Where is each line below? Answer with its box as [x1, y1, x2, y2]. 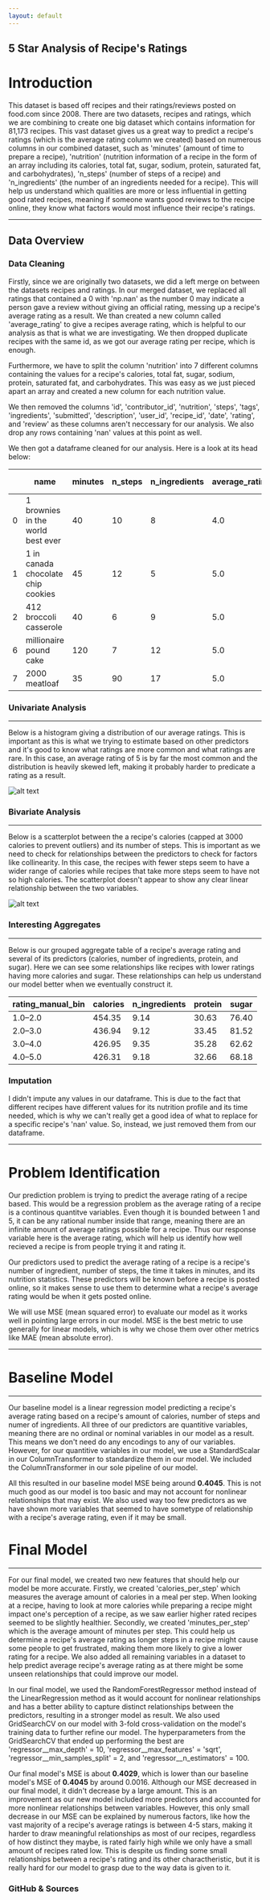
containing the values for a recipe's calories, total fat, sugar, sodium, [8, 369, 235, 379]
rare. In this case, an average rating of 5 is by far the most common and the [8, 753, 258, 763]
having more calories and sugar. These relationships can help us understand [8, 971, 262, 980]
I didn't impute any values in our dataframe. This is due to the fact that [8, 1093, 241, 1103]
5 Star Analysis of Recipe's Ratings [8, 42, 187, 56]
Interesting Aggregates [8, 919, 101, 930]
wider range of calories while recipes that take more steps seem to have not [8, 867, 260, 876]
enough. [8, 345, 36, 354]
